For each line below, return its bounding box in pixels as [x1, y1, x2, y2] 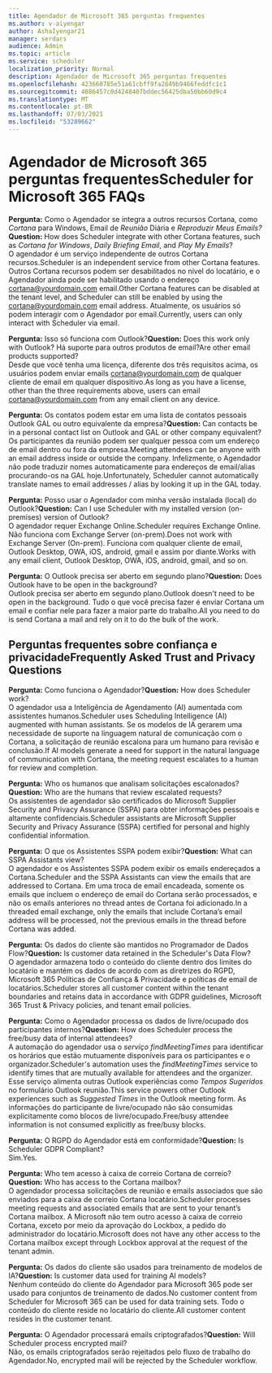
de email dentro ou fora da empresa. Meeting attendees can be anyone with [8, 444, 261, 454]
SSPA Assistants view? [8, 855, 85, 865]
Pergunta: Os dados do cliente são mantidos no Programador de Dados [8, 939, 249, 949]
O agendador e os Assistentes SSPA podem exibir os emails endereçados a [8, 863, 261, 873]
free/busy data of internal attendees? [8, 1033, 133, 1043]
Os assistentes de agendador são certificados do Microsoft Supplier [8, 795, 237, 805]
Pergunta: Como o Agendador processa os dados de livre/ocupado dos [8, 1016, 249, 1026]
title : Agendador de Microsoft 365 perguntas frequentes [8, 11, 205, 20]
